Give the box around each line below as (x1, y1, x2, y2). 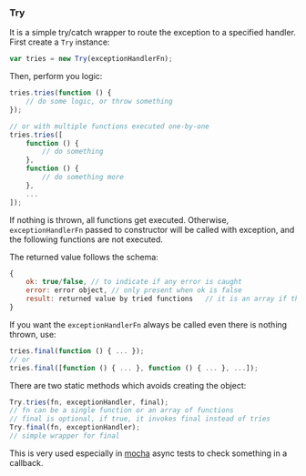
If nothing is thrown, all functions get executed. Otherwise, (9, 214, 229, 225)
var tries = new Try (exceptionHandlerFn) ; (9, 55, 173, 64)
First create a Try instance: (9, 36, 110, 47)
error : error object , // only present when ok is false (25, 286, 243, 295)
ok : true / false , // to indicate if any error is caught (25, 278, 243, 287)
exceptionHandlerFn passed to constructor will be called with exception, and (9, 224, 295, 235)
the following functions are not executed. (9, 234, 164, 245)
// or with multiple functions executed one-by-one (9, 121, 209, 131)
